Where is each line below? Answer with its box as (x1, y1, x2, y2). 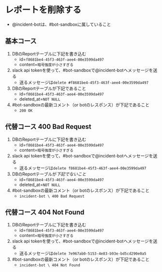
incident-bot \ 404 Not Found (19, 263, 81, 268)
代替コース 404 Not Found (5, 208, 85, 216)
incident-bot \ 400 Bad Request (19, 194, 85, 199)
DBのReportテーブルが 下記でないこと (12, 171, 87, 177)
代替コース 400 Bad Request (5, 122, 92, 131)
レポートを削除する (5, 4, 82, 16)
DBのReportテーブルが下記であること (12, 85, 87, 91)
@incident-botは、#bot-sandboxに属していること (12, 21, 111, 27)
